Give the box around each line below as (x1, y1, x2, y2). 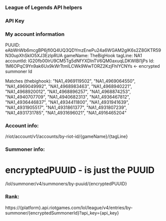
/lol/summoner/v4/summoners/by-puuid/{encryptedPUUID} (5, 181, 127, 187)
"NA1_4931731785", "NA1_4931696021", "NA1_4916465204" (5, 110, 127, 116)
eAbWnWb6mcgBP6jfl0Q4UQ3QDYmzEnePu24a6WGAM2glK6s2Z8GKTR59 (5, 47, 162, 53)
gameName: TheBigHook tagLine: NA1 (64, 53, 143, 59)
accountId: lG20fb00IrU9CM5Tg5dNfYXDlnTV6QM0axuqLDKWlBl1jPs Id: (5, 58, 155, 64)
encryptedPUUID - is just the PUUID (5, 164, 155, 176)
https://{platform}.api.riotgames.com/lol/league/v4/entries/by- (5, 205, 133, 211)
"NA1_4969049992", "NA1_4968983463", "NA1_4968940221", (5, 84, 133, 90)
